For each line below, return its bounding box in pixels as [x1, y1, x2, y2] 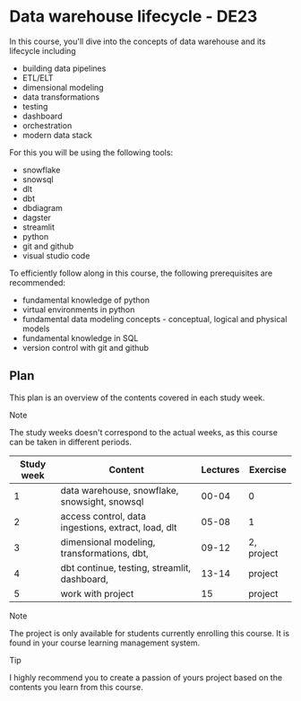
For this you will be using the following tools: [9, 146, 173, 158]
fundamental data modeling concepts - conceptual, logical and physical [21, 313, 288, 324]
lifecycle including [9, 45, 76, 56]
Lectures [201, 463, 240, 476]
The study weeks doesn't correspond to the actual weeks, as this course [9, 426, 278, 437]
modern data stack [21, 129, 92, 140]
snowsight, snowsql [60, 495, 144, 508]
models [21, 323, 50, 334]
